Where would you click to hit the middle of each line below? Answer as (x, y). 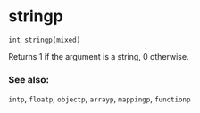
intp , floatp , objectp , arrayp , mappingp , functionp (100, 99)
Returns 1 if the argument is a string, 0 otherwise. (99, 56)
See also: (29, 79)
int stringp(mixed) (45, 40)
